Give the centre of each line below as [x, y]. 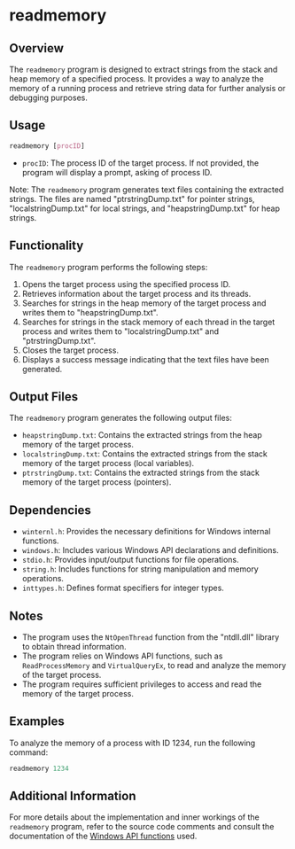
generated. [42, 369]
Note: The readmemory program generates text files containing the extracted [147, 189]
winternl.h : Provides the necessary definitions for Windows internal [146, 532]
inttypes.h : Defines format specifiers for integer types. [123, 588]
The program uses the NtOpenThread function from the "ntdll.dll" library [151, 637]
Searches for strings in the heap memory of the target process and [144, 303]
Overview [37, 48]
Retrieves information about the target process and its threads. [136, 293]
